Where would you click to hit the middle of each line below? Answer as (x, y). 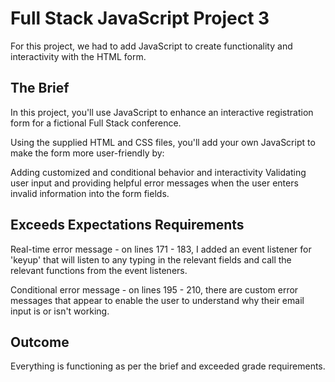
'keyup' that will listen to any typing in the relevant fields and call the (151, 259)
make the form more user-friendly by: (87, 153)
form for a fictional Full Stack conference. (96, 123)
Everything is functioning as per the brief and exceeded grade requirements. (168, 366)
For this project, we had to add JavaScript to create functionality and (151, 46)
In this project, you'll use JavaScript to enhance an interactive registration (162, 112)
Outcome (40, 342)
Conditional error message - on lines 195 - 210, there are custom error (154, 289)
